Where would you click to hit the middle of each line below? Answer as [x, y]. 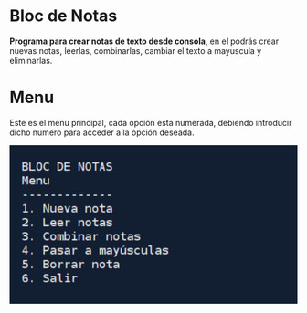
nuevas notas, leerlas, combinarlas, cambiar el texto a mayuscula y [136, 50]
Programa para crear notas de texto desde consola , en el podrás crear [144, 41]
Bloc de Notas [64, 16]
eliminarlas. [31, 60]
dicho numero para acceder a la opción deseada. [102, 132]
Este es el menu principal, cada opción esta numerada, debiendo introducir [151, 122]
